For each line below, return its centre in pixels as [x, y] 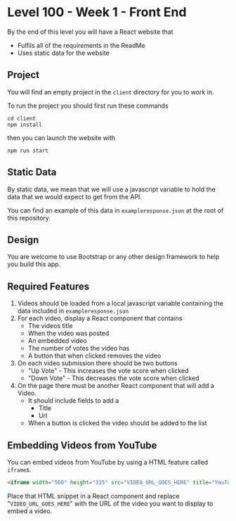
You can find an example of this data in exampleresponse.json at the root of [116, 210]
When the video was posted [68, 333]
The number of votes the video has [79, 349]
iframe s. [19, 470]
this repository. [29, 218]
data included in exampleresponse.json [73, 311]
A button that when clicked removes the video [94, 356]
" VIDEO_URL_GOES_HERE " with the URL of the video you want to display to [110, 503]
